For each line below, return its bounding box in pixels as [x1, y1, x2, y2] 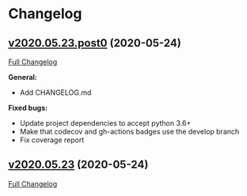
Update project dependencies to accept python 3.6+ [19, 119, 192, 127]
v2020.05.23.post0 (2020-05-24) [8, 36, 182, 50]
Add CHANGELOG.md [19, 88, 92, 97]
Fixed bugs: [8, 104, 48, 112]
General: [8, 73, 38, 81]
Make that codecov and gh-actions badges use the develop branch [19, 127, 240, 136]
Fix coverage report [19, 135, 85, 145]
